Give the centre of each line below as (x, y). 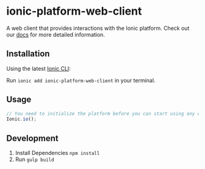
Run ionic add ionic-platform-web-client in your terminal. (81, 80)
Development (33, 138)
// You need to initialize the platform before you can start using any (101, 113)
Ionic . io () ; (21, 119)
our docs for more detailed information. (56, 34)
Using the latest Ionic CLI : (39, 68)
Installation (28, 54)
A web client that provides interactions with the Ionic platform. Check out (98, 28)
